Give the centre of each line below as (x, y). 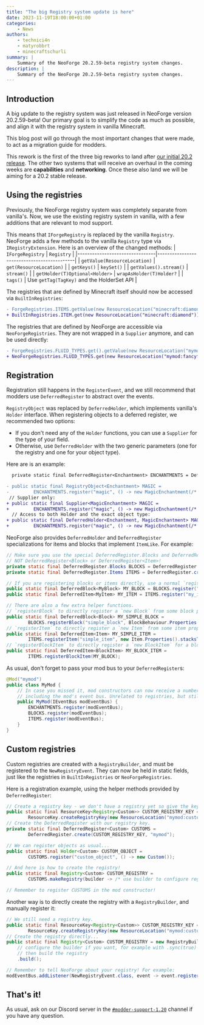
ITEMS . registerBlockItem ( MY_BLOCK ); (74, 657)
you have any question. (36, 1016)
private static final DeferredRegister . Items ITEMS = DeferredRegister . (100, 572)
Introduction (30, 99)
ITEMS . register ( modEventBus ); (66, 719)
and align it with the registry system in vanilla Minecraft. (76, 127)
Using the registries (45, 195)
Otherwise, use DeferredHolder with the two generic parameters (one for (106, 446)
